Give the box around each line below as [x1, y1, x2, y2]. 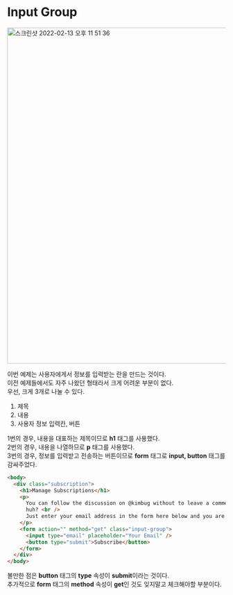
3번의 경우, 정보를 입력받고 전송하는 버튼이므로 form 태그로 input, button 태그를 [7, 451, 225, 460]
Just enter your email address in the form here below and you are [25, 513, 225, 520]
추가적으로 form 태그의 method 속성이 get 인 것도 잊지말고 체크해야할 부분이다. [7, 580, 222, 589]
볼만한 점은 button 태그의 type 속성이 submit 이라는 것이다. [7, 571, 170, 580]
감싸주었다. [7, 460, 37, 469]
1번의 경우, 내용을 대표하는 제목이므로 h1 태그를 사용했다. [7, 434, 160, 442]
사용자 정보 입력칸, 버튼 [17, 419, 81, 428]
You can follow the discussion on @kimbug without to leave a [25, 500, 209, 507]
